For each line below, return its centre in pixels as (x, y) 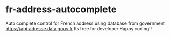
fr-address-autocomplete (61, 9)
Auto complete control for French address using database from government (85, 23)
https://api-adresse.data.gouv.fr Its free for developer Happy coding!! (79, 28)
